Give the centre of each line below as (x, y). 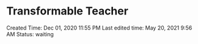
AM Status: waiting (30, 34)
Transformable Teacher (67, 11)
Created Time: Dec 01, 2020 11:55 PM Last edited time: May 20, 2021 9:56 (99, 28)
